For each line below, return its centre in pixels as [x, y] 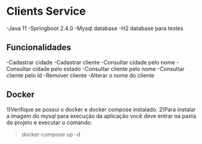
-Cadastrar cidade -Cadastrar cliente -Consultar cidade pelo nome [91, 62]
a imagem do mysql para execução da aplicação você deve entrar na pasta [101, 116]
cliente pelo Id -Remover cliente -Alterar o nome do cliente [80, 75]
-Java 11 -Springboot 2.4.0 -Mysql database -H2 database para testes [95, 28]
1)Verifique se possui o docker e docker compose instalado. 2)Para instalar [101, 109]
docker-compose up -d [51, 134]
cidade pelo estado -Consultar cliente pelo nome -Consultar [108, 69]
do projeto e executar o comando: [49, 122]
